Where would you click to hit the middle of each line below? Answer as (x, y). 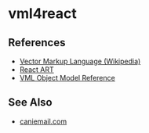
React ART (36, 70)
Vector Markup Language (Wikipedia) (80, 61)
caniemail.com (43, 121)
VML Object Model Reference (67, 78)
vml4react (42, 14)
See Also (30, 102)
